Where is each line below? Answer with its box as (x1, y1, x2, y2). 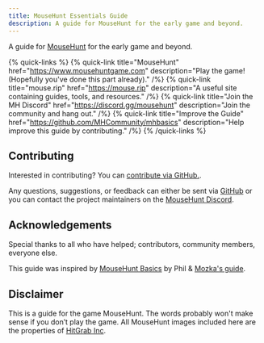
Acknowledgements (8, 218, 112, 232)
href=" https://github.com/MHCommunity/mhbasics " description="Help (8, 117, 245, 127)
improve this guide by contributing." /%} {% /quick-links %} (8, 126, 207, 136)
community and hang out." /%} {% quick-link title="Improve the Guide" (8, 108, 244, 118)
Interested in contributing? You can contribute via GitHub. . (8, 170, 202, 180)
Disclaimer (8, 287, 64, 301)
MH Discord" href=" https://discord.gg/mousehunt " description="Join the (8, 100, 250, 110)
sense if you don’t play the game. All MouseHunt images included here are (8, 316, 257, 327)
